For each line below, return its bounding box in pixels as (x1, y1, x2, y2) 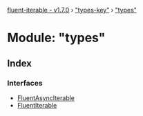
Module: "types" (7, 30, 106, 46)
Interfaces (7, 78, 43, 88)
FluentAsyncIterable (17, 93, 75, 102)
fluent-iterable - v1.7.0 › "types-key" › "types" (7, 6, 137, 14)
